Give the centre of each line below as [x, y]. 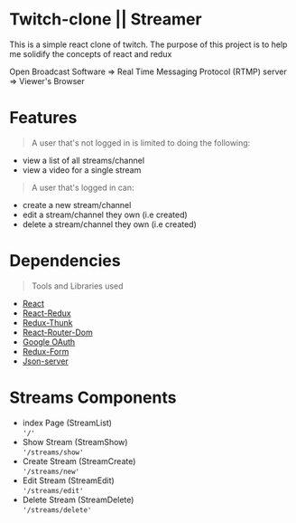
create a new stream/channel [77, 204]
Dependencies [65, 261]
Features [43, 118]
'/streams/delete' [57, 510]
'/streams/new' [51, 471]
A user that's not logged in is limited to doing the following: [141, 143]
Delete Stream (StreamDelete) [78, 499]
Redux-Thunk [47, 322]
